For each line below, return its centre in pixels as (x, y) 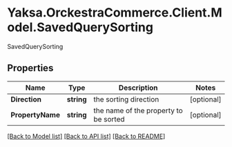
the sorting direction (126, 99)
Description (138, 88)
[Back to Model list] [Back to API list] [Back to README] (86, 136)
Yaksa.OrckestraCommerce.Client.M (115, 13)
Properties (30, 68)
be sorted (109, 119)
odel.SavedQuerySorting (80, 27)
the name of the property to (138, 110)
